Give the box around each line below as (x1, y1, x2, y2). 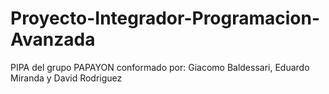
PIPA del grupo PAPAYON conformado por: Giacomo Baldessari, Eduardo (10, 61, 310, 73)
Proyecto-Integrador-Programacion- (10, 7, 321, 30)
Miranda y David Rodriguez (10, 72, 123, 84)
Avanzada (10, 28, 96, 51)
